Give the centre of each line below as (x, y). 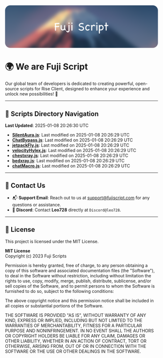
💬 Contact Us (25, 186)
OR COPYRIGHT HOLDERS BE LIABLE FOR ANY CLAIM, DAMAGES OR (75, 336)
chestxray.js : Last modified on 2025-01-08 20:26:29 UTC (70, 155)
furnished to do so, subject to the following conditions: (59, 291)
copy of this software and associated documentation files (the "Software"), (80, 271)
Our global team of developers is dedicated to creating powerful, (70, 84)
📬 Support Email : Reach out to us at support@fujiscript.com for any (81, 198)
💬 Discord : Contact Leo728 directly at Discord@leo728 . (66, 210)
